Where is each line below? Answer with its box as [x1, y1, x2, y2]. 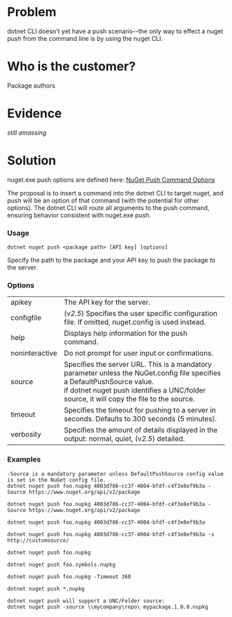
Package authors [7, 81, 56, 90]
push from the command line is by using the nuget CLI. [7, 34, 164, 42]
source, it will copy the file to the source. [64, 395, 195, 404]
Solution [7, 153, 57, 168]
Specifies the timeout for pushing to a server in [64, 406, 216, 415]
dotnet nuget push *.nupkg [7, 585, 85, 592]
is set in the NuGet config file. [7, 476, 107, 484]
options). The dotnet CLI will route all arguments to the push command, [7, 203, 210, 211]
